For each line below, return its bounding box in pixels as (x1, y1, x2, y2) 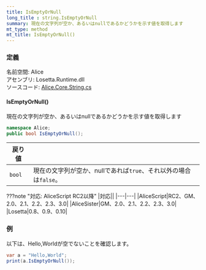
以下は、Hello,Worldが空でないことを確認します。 (6, 240, 132, 247)
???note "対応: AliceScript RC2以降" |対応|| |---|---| (6, 193, 136, 200)
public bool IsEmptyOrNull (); (6, 130, 84, 137)
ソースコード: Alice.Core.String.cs (6, 83, 92, 91)
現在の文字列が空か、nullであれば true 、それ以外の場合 (32, 166, 191, 175)
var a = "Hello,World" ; (6, 252, 67, 258)
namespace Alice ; (6, 125, 51, 131)
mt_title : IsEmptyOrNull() (6, 32, 75, 38)
